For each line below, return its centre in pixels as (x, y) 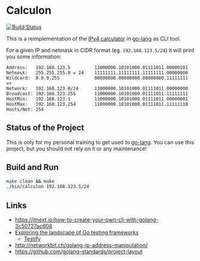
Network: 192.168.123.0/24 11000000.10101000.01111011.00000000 (97, 88)
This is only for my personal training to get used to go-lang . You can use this (100, 142)
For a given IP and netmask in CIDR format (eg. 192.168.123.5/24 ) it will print (100, 50)
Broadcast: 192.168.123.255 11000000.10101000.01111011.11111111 (97, 93)
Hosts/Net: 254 (25, 109)
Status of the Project (45, 128)
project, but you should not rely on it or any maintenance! (77, 148)
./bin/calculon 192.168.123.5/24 (48, 187)
